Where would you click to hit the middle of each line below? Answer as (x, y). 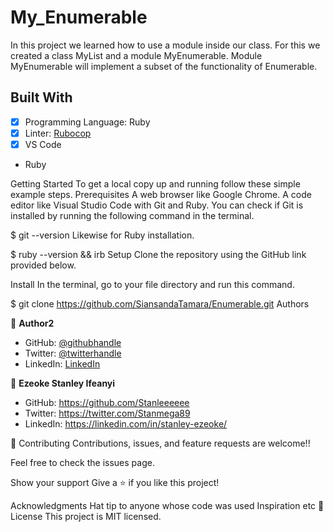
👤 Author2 (32, 323)
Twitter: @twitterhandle (73, 353)
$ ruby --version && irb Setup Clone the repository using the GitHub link (158, 254)
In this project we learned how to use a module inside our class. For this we (165, 45)
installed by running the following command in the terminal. (132, 215)
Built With (41, 97)
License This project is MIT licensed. (86, 516)
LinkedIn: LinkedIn (62, 363)
